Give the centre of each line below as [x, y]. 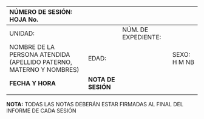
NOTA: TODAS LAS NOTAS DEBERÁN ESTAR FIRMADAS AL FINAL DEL [95, 104]
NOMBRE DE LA [32, 47]
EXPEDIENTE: [142, 37]
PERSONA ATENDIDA [40, 55]
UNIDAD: [22, 34]
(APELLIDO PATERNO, [41, 62]
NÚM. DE [135, 30]
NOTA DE [101, 79]
